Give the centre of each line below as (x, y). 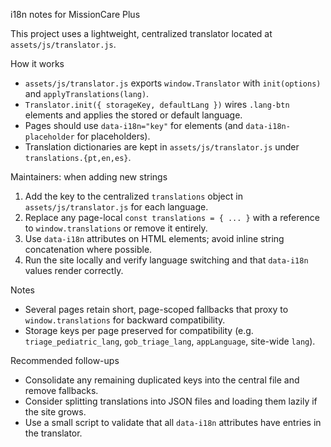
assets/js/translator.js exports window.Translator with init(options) (173, 83)
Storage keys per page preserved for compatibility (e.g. (139, 330)
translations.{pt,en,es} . (78, 157)
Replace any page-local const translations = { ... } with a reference (172, 217)
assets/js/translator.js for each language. (116, 207)
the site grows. (55, 412)
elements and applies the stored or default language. (133, 115)
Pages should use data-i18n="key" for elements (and (134, 125)
